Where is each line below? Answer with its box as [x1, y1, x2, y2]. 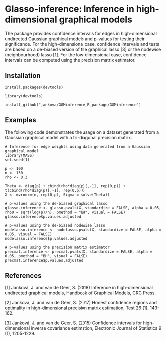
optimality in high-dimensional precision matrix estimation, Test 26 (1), [5, 305, 149, 311]
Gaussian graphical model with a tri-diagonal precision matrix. [5, 134, 133, 140]
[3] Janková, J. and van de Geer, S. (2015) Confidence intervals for [5, 320, 142, 326]
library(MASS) [5, 153, 35, 158]
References [5, 271, 42, 280]
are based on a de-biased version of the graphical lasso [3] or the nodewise [5, 46, 161, 52]
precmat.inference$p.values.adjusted [5, 258, 83, 263]
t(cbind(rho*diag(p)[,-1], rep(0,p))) [5, 188, 85, 193]
